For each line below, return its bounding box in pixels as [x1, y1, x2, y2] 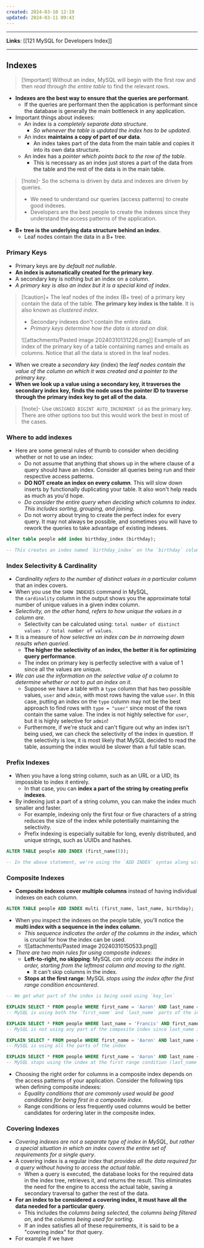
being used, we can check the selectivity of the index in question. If [24, 730, 194, 737]
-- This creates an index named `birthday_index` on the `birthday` [6, 547, 183, 553]
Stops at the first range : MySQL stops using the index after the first [24, 975, 194, 982]
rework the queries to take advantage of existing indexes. [24, 524, 168, 532]
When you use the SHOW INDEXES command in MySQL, [15, 588, 149, 595]
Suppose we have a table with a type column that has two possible [24, 685, 191, 692]
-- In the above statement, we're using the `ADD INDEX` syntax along [6, 859, 189, 866]
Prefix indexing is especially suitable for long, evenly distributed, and [24, 830, 196, 837]
